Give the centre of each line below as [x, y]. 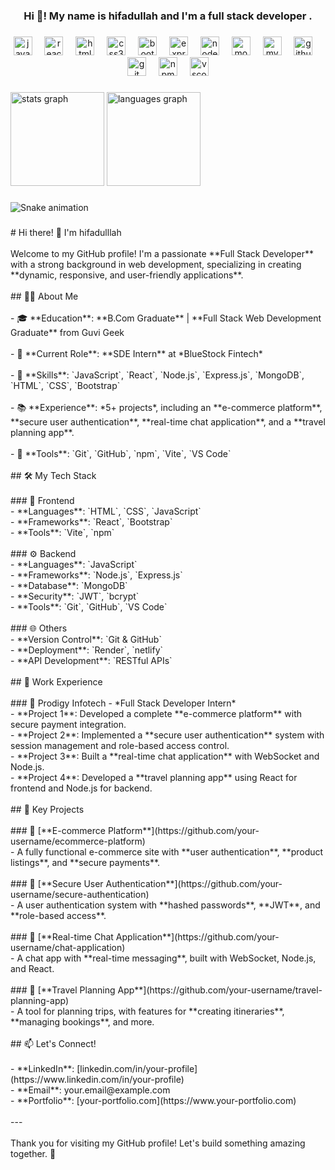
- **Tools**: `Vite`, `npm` [62, 532]
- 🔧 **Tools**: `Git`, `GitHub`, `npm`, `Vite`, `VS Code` [121, 453]
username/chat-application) [68, 947]
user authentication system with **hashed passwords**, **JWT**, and [172, 905]
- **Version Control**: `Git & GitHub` [86, 639]
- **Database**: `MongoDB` [69, 585]
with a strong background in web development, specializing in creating [156, 264]
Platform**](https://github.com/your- [183, 830]
